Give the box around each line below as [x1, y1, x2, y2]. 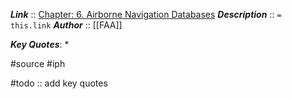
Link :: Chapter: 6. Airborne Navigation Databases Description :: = [10, 9, 282, 20]
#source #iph [10, 58, 66, 69]
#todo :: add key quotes [10, 77, 108, 89]
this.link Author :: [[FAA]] [10, 19, 123, 31]
